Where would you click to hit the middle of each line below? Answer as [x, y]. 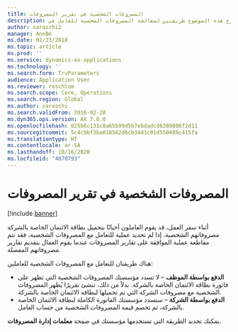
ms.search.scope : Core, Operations [60, 93]
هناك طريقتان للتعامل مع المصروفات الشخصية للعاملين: [80, 263]
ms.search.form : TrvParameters [53, 73]
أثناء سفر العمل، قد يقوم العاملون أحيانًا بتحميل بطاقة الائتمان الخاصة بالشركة [108, 227]
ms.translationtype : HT [42, 139]
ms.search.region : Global [45, 100]
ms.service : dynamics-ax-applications [64, 60]
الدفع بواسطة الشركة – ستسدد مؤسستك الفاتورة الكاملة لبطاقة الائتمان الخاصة [121, 299]
